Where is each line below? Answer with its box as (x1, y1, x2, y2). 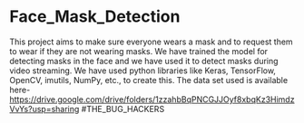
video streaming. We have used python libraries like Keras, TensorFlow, (9, 65, 277, 76)
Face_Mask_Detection (9, 6, 181, 27)
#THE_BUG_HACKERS (81, 103, 165, 114)
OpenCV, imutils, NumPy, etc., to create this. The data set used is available (9, 74, 289, 85)
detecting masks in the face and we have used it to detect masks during (9, 55, 279, 66)
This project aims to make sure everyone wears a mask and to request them (9, 36, 293, 47)
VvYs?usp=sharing (9, 103, 80, 114)
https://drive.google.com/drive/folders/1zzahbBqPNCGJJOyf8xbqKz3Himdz (9, 93, 295, 105)
